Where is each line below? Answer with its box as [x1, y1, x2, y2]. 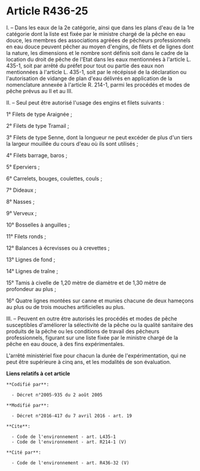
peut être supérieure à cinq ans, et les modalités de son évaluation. [6, 358, 171, 365]
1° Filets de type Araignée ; [6, 111, 73, 118]
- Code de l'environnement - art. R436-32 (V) [11, 460, 130, 466]
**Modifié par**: [6, 402, 50, 408]
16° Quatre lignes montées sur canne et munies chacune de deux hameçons [6, 297, 194, 304]
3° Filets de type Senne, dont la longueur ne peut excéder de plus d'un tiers [6, 133, 193, 141]
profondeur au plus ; [6, 285, 57, 292]
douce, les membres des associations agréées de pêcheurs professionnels [6, 36, 191, 44]
